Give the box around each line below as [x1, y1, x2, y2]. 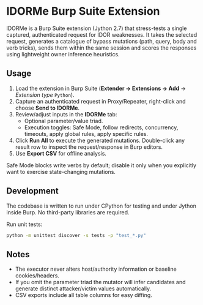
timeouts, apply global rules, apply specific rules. [24, 130, 149, 137]
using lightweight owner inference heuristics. [6, 50, 120, 58]
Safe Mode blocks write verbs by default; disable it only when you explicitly [6, 161, 197, 169]
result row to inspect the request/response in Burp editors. [15, 143, 163, 151]
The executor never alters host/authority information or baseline [15, 265, 177, 273]
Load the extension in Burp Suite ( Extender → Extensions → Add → [15, 85, 186, 92]
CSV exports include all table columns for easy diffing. [15, 292, 153, 299]
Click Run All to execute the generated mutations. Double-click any [15, 137, 185, 144]
